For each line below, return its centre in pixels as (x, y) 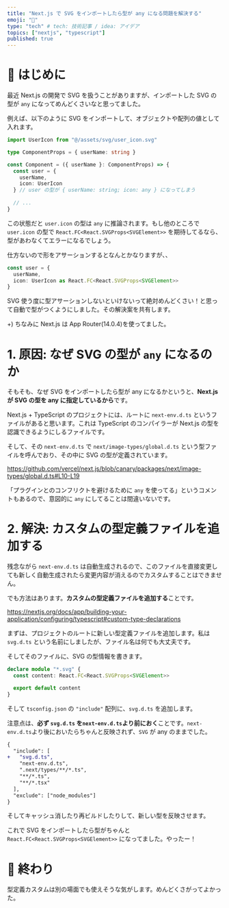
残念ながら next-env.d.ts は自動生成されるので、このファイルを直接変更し (112, 567)
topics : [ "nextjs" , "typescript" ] (56, 33)
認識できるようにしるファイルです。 (58, 432)
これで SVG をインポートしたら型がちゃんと (69, 831)
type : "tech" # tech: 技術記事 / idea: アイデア (73, 26)
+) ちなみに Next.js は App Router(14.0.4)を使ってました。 (89, 324)
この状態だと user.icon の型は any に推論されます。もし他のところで (104, 223)
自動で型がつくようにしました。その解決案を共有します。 (93, 310)
